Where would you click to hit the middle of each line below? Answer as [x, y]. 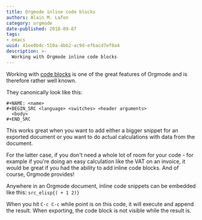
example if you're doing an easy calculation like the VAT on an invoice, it [96, 161]
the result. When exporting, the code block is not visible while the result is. [99, 210]
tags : [13, 34]
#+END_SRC [19, 119]
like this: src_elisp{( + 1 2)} [43, 192]
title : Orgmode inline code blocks [51, 12]
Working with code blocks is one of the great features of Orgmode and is [97, 74]
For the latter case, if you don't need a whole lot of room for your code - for [100, 155]
